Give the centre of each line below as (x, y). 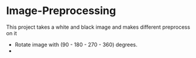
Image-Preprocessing (61, 11)
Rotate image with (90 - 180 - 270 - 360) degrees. (76, 45)
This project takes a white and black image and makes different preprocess (98, 27)
